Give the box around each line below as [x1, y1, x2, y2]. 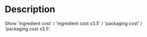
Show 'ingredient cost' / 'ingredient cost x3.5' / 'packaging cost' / [5, 20, 142, 26]
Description [5, 4, 55, 15]
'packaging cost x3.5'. [5, 25, 51, 31]
